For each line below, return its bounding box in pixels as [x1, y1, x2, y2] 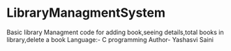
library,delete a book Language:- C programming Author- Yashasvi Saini [6, 35, 214, 43]
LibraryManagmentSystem [6, 5, 165, 21]
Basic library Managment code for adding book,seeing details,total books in [6, 28, 224, 36]
